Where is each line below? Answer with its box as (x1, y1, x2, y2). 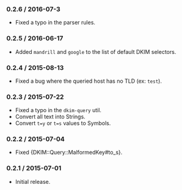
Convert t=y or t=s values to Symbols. (15, 120, 111, 127)
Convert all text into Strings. (15, 113, 86, 121)
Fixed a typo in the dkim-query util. (15, 107, 102, 114)
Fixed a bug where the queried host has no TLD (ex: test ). (15, 77, 162, 85)
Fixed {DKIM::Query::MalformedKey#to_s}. (15, 149, 123, 156)
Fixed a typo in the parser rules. (15, 19, 96, 26)
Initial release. (15, 178, 51, 185)
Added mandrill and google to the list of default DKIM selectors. (15, 48, 177, 55)
